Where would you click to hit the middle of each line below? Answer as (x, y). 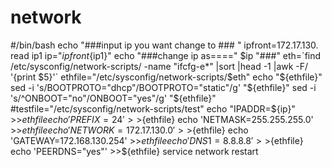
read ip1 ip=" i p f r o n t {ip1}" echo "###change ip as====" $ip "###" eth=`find (166, 55)
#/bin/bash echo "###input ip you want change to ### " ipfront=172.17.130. (164, 45)
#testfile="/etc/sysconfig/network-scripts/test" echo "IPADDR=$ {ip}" (153, 108)
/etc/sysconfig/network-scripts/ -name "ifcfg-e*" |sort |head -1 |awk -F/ (159, 66)
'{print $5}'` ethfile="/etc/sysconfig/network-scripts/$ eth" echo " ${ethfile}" (166, 77)
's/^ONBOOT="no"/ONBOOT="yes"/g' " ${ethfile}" (113, 98)
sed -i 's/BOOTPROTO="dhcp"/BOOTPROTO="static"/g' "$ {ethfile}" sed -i (163, 87)
